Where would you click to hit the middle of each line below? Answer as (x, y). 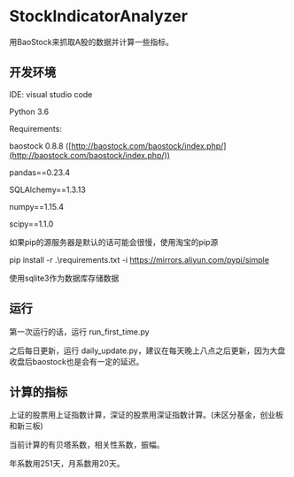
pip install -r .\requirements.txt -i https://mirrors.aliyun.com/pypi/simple (139, 259)
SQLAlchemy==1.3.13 (47, 189)
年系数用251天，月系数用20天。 (67, 464)
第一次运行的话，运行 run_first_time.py (79, 331)
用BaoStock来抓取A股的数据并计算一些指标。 (92, 42)
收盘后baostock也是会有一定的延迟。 (77, 361)
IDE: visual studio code (51, 94)
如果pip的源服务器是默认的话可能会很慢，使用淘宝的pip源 (114, 242)
